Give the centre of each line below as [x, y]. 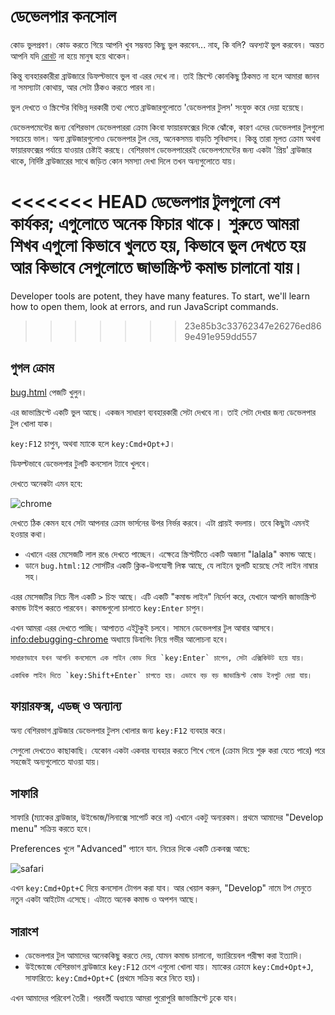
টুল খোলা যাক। [32, 423]
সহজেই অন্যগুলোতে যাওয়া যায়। [56, 761]
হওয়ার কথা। [29, 534]
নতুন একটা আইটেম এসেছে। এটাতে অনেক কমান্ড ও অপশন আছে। [105, 899]
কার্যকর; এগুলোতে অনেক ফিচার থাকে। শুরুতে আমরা [155, 224]
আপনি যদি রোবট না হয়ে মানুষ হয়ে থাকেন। [71, 56]
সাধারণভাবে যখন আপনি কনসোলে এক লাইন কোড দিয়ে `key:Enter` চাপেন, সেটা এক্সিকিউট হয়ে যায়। [157, 658]
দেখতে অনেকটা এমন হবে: [46, 483]
